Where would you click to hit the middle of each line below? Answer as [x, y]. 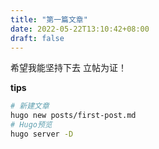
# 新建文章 [30, 106]
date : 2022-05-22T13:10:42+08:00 [80, 29]
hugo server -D [42, 134]
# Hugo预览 [31, 125]
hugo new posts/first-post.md [73, 116]
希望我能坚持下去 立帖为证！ [68, 68]
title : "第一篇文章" [49, 19]
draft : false [37, 38]
